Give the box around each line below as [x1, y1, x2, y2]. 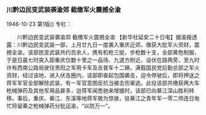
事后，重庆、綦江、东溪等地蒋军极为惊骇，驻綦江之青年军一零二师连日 [17, 95, 194, 102]
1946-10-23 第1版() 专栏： [6, 20, 72, 28]
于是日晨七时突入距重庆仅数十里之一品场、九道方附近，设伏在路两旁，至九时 [6, 56, 200, 64]
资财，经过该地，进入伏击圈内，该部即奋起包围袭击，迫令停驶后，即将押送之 [6, 72, 200, 79]
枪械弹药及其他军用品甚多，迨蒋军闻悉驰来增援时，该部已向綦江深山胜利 [6, 87, 189, 94]
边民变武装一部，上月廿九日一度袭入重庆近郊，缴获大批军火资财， [27, 41, 194, 48]
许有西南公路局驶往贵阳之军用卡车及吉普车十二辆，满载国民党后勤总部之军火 [6, 64, 200, 72]
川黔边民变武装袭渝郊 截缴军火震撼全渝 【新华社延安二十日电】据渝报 [17, 34, 192, 41]
